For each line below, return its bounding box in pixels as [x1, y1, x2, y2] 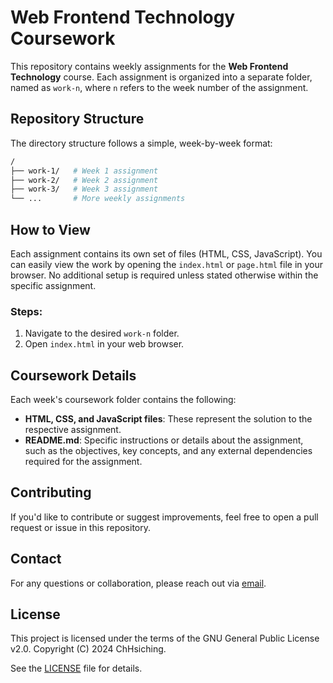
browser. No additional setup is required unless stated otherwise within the [10, 269, 319, 281]
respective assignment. [24, 424, 122, 436]
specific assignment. [10, 279, 97, 291]
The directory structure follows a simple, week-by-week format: [10, 137, 273, 149]
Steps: [10, 304, 43, 318]
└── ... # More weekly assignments [10, 194, 186, 204]
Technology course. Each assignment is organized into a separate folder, [10, 71, 313, 83]
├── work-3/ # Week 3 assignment [10, 184, 159, 195]
